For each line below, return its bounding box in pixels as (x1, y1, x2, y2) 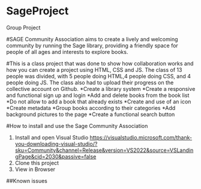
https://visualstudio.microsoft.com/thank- (89, 133, 193, 141)
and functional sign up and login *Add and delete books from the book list (6, 92, 190, 99)
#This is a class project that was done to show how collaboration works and (6, 60, 194, 67)
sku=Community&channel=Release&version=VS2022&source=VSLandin (14, 147, 194, 154)
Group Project (6, 24, 41, 31)
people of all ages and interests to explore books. (6, 48, 128, 55)
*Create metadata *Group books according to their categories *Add (6, 104, 176, 111)
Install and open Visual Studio (14, 133, 89, 141)
